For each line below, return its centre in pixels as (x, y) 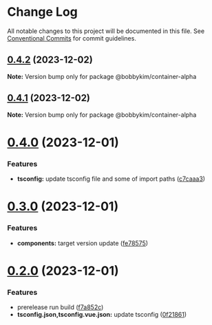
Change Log (42, 12)
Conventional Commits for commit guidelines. (72, 38)
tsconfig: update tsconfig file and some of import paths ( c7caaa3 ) (111, 179)
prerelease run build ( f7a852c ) (60, 307)
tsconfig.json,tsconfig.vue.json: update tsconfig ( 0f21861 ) (102, 315)
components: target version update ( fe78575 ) (83, 243)
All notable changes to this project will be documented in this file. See (106, 31)
